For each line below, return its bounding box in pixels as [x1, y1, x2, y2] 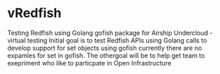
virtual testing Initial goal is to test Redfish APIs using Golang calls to [7, 36, 207, 44]
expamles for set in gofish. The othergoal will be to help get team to [7, 51, 205, 60]
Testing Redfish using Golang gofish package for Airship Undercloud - [7, 28, 213, 37]
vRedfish [7, 5, 62, 21]
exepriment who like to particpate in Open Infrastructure [7, 58, 172, 67]
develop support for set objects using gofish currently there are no [7, 43, 202, 52]
